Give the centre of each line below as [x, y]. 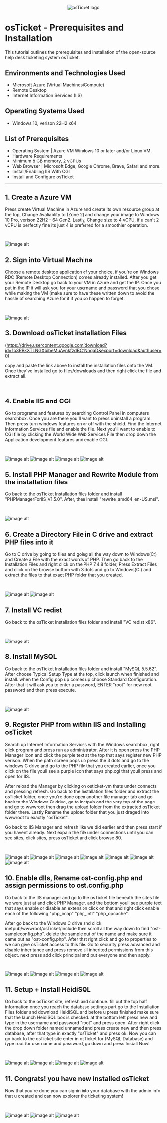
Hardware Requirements [37, 156]
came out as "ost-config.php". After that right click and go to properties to [81, 939]
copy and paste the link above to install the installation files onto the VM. [79, 365]
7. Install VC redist [34, 610]
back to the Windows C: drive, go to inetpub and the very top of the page [80, 802]
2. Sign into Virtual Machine [49, 260]
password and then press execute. [41, 690]
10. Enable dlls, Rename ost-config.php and [74, 878]
